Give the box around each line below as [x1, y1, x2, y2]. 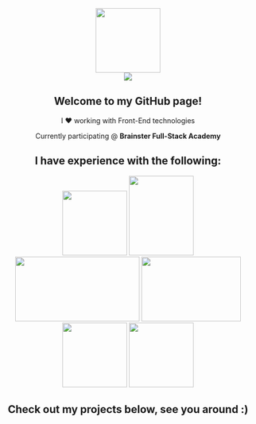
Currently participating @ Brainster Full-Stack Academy [35, 131, 221, 141]
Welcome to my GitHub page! [53, 94, 203, 108]
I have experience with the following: [34, 154, 222, 168]
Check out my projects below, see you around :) [7, 403, 249, 416]
